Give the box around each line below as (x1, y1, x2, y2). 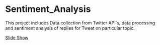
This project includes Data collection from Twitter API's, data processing (5, 20, 155, 26)
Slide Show (5, 35, 29, 41)
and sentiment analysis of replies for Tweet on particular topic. (5, 25, 135, 31)
